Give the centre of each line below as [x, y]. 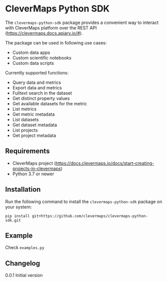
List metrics [24, 109]
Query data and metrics [37, 82]
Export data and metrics [37, 87]
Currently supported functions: [37, 72]
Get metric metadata [33, 114]
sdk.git [13, 220]
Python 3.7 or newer [33, 174]
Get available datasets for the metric [50, 103]
